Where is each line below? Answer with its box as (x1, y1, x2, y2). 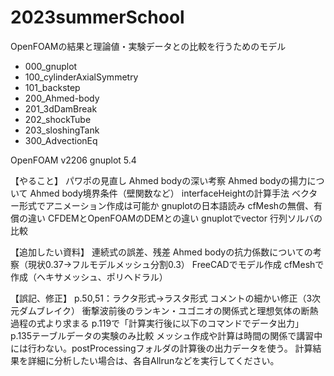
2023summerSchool (10, 6, 185, 29)
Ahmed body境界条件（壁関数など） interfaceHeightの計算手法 (29, 187, 290, 199)
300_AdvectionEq (24, 134, 98, 146)
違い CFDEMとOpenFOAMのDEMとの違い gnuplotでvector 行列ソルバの (27, 212, 323, 224)
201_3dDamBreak (24, 102, 98, 115)
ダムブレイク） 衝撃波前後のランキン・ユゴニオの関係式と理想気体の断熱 (18, 304, 319, 316)
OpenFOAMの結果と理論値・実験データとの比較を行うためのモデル (10, 40, 287, 52)
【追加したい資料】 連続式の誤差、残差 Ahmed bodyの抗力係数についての (10, 246, 313, 258)
